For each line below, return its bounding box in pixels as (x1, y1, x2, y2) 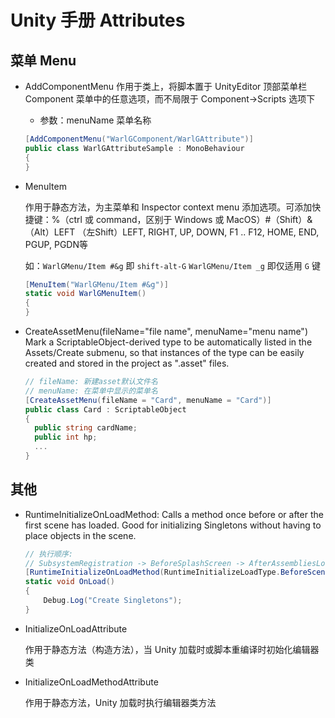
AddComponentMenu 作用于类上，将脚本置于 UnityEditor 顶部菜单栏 (24, 81, 308, 92)
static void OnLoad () (24, 577, 116, 587)
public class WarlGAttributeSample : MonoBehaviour (24, 143, 245, 153)
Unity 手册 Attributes (10, 9, 186, 32)
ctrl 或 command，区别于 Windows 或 (68, 213, 225, 225)
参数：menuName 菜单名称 (39, 114, 152, 126)
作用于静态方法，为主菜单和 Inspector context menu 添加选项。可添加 (24, 201, 313, 213)
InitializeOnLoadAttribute (24, 622, 128, 635)
